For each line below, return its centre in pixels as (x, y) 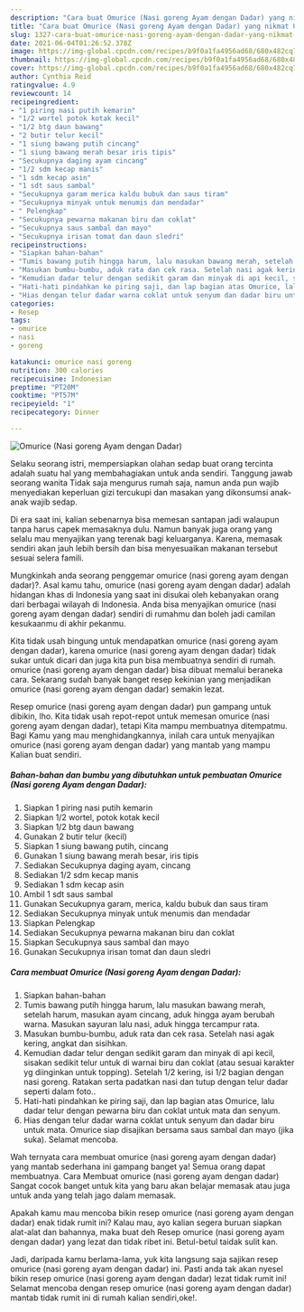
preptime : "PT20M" (45, 387)
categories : (32, 304)
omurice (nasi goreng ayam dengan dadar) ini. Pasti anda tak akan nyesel (147, 1269)
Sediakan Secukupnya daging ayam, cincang (107, 865)
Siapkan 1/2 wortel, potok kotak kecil (92, 817)
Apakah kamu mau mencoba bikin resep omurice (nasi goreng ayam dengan (152, 1213)
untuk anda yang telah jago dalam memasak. (93, 1195)
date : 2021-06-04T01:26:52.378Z (71, 43)
